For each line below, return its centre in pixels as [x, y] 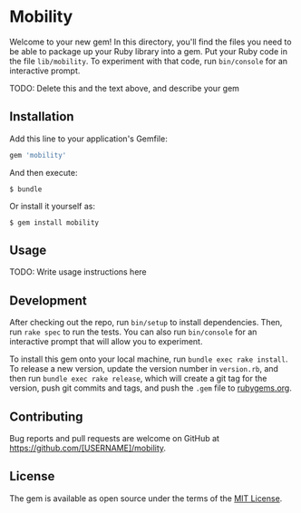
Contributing [46, 416]
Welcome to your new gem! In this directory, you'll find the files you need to [150, 42]
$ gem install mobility [54, 223]
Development [49, 300]
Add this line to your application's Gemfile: [88, 139]
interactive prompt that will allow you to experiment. [106, 342]
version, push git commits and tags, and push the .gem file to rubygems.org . [151, 388]
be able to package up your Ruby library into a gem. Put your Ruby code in [149, 51]
